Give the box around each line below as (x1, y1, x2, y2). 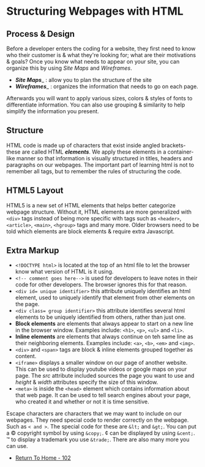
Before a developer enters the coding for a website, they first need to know (6, 45, 196, 52)
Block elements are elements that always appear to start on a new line (15, 320, 194, 327)
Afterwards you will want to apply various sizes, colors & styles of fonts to (6, 95, 193, 102)
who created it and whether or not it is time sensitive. (15, 398, 149, 405)
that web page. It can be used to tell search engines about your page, (15, 392, 191, 399)
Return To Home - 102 (15, 454, 72, 461)
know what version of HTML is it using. (15, 268, 114, 275)
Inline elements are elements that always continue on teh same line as (15, 333, 194, 340)
